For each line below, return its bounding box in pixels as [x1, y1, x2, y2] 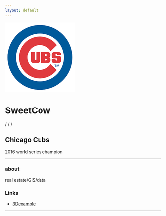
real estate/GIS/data [5, 177, 46, 183]
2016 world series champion [5, 149, 63, 155]
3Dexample [12, 201, 36, 207]
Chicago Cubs [5, 135, 50, 144]
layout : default [5, 8, 39, 13]
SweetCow [5, 105, 51, 116]
